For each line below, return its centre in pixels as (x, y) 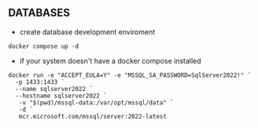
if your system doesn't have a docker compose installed (111, 60)
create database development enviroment (87, 31)
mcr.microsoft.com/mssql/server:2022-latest (93, 116)
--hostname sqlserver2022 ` (61, 96)
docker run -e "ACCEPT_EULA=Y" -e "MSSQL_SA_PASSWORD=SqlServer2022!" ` (130, 75)
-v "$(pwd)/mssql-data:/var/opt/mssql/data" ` (96, 102)
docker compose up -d (44, 46)
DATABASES (39, 13)
